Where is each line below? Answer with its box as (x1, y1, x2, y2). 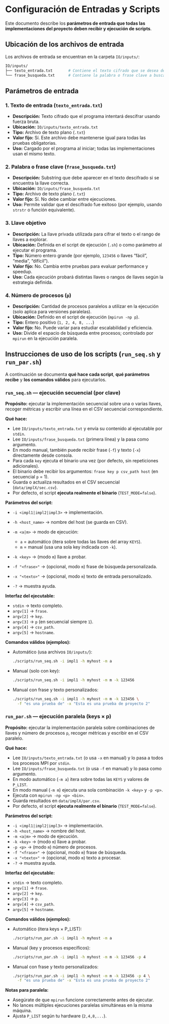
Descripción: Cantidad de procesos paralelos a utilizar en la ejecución (12, 303, 159, 309)
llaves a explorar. (12, 236, 48, 243)
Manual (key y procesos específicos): (12, 944, 91, 951)
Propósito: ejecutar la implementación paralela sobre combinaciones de (5, 725, 155, 731)
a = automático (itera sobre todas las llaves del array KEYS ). (20, 538, 142, 545)
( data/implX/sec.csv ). (12, 485, 58, 491)
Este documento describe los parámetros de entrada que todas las (5, 20, 146, 26)
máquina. (12, 1007, 32, 1014)
